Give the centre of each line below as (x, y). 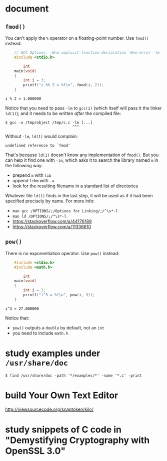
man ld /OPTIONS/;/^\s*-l (39, 216)
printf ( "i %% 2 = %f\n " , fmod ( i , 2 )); (63, 85)
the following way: (24, 165)
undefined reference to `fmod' (38, 146)
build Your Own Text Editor (62, 395)
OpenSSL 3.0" (35, 451)
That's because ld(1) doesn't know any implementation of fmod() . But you (82, 155)
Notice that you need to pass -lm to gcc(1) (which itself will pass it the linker (83, 108)
